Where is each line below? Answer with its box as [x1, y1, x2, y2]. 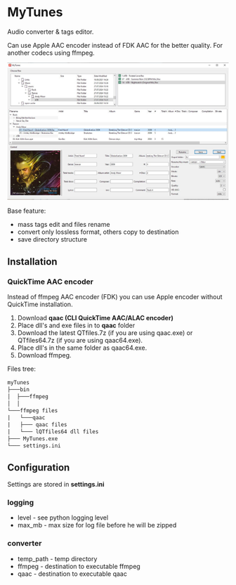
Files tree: [7, 364, 37, 373]
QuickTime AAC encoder [7, 277, 93, 287]
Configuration [7, 461, 70, 473]
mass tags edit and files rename [17, 221, 110, 229]
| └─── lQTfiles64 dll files [7, 428, 99, 435]
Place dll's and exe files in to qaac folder [17, 321, 136, 330]
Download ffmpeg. [17, 351, 72, 360]
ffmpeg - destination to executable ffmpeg [17, 562, 140, 570]
